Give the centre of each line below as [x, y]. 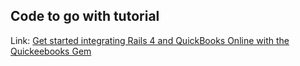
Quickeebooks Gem [51, 51]
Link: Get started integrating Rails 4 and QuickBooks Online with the [150, 40]
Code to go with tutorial [85, 16]
